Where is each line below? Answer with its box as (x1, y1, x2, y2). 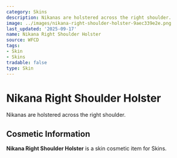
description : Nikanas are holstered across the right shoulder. (6, 15, 172, 21)
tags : (6, 43, 20, 49)
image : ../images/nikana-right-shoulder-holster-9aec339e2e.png (6, 20, 172, 26)
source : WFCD (6, 37, 39, 43)
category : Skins (6, 8, 47, 15)
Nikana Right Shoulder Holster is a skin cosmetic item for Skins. (6, 145, 167, 152)
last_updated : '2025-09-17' (6, 25, 77, 32)
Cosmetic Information (6, 128, 91, 139)
